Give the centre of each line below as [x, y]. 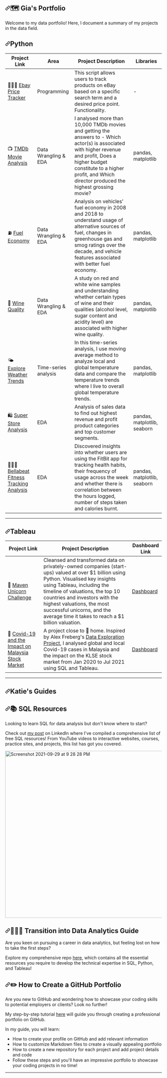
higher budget [91, 162]
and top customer [95, 432]
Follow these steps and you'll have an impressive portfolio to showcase [85, 1060]
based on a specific [97, 91]
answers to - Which [97, 137]
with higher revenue [98, 149]
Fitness [16, 477]
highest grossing [94, 187]
